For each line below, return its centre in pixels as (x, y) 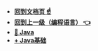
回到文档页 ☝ (33, 11)
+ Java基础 (30, 40)
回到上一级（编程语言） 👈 (52, 22)
